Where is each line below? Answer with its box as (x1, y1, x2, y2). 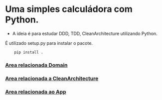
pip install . (14, 50, 43, 55)
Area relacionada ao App (5, 88, 66, 95)
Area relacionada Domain (5, 61, 68, 68)
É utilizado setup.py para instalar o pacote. (5, 40, 93, 46)
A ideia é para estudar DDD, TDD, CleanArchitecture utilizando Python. (12, 30, 158, 36)
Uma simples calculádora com (5, 3, 133, 15)
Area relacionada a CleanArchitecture (5, 75, 99, 82)
